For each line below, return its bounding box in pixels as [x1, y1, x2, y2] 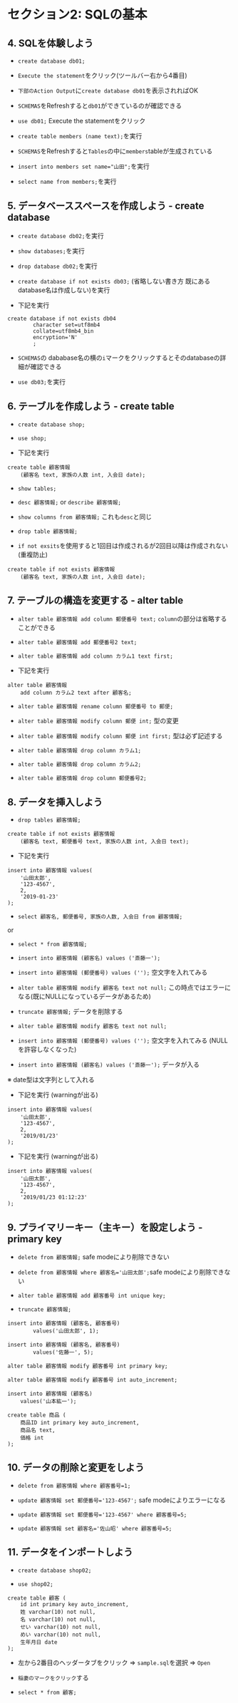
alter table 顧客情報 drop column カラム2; [17, 761, 141, 768]
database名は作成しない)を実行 [17, 286, 110, 294]
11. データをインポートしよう [7, 1546, 133, 1558]
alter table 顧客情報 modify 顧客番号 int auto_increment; [7, 1377, 178, 1384]
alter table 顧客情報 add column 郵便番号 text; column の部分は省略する [17, 614, 227, 623]
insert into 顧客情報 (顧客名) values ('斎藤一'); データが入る [17, 1060, 200, 1069]
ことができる [17, 623, 56, 632]
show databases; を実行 [17, 247, 86, 255]
